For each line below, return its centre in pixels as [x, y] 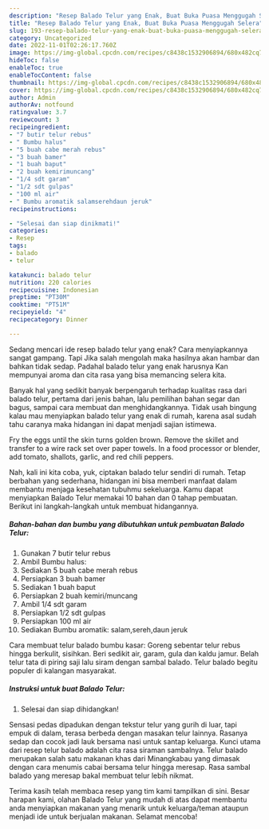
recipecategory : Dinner [49, 320]
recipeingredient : [40, 127]
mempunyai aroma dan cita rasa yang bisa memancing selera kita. [118, 375]
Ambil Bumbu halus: [53, 561]
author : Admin [33, 98]
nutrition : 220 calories [50, 282]
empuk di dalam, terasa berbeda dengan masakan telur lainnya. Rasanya [129, 733]
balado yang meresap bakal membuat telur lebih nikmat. [101, 775]
